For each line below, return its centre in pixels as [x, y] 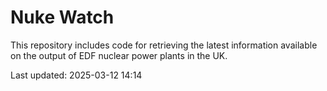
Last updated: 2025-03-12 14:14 [76, 75]
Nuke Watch [62, 17]
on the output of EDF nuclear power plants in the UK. [119, 55]
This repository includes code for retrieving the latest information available [164, 45]
